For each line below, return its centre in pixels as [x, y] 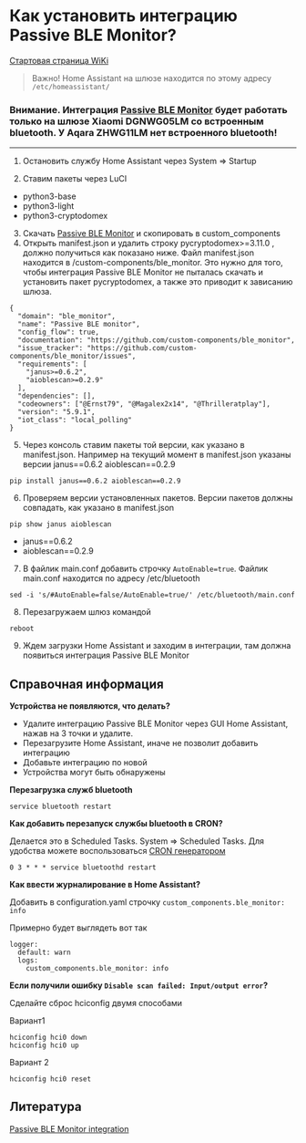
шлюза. [37, 292]
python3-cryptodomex [65, 216]
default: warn [44, 953]
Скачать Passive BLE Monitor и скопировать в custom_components [151, 234]
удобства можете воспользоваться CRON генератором [117, 851]
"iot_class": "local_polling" [75, 421]
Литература [46, 1107]
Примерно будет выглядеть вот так [78, 928]
